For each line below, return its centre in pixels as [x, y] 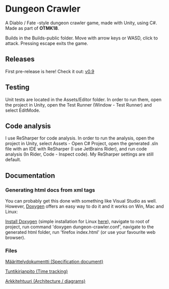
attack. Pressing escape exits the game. [47, 43]
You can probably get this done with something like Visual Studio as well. [81, 201]
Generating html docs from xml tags [50, 190]
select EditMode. [23, 110]
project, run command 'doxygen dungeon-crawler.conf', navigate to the [79, 227]
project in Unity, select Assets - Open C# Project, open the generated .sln [82, 143]
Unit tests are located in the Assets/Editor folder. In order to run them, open [83, 100]
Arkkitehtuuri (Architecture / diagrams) [45, 281]
